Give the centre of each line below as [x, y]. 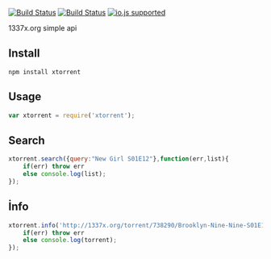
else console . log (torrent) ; [70, 240]
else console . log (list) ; [65, 174]
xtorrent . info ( [34, 225]
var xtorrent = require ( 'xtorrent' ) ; [72, 115]
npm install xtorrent [45, 72]
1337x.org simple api [43, 28]
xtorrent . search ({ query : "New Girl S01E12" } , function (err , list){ [119, 159]
